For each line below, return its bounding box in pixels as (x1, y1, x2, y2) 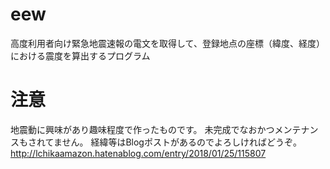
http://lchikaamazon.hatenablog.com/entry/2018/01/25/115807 (10, 147, 267, 159)
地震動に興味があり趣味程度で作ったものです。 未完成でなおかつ (10, 123, 275, 135)
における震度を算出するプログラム (10, 49, 151, 62)
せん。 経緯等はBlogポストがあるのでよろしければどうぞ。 (61, 136, 302, 148)
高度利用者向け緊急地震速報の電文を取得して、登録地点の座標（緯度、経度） (10, 37, 325, 49)
